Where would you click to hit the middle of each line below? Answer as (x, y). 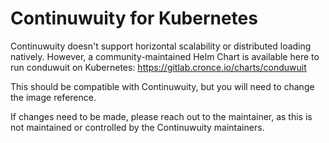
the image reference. (53, 97)
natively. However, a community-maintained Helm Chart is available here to (165, 56)
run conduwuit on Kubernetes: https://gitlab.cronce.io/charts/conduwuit (158, 67)
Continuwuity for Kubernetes (134, 18)
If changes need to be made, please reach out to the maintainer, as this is (161, 116)
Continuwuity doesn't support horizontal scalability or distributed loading (161, 46)
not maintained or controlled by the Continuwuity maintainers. (137, 127)
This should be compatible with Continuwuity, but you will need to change (162, 86)
